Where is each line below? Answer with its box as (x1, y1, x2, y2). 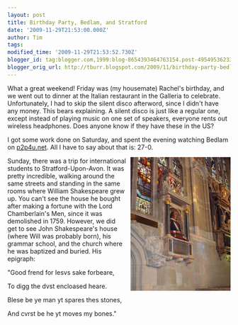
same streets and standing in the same (7, 179, 120, 188)
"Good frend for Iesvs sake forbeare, (7, 268, 115, 276)
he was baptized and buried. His (7, 246, 102, 255)
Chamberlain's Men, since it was (7, 209, 103, 217)
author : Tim (7, 34, 42, 41)
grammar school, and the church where (7, 239, 123, 248)
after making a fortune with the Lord (7, 202, 113, 210)
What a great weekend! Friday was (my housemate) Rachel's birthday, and (7, 84, 225, 92)
